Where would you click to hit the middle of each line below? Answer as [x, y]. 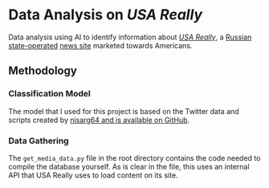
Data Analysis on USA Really [106, 15]
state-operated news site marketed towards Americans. [100, 45]
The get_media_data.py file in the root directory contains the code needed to [134, 157]
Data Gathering [39, 141]
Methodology [43, 71]
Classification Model [49, 94]
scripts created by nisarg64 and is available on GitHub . [99, 120]
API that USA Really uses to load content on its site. [93, 175]
